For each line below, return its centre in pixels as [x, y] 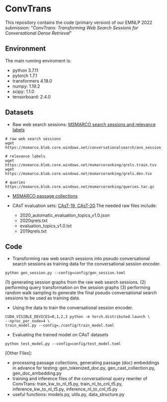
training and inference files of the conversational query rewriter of [80, 379]
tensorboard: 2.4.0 [32, 97]
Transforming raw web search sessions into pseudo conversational [81, 259]
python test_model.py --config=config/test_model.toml [63, 344]
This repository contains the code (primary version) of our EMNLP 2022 [79, 22]
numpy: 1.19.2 [26, 86]
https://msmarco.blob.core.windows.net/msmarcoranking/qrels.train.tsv [81, 165]
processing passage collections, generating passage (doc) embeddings [86, 363]
